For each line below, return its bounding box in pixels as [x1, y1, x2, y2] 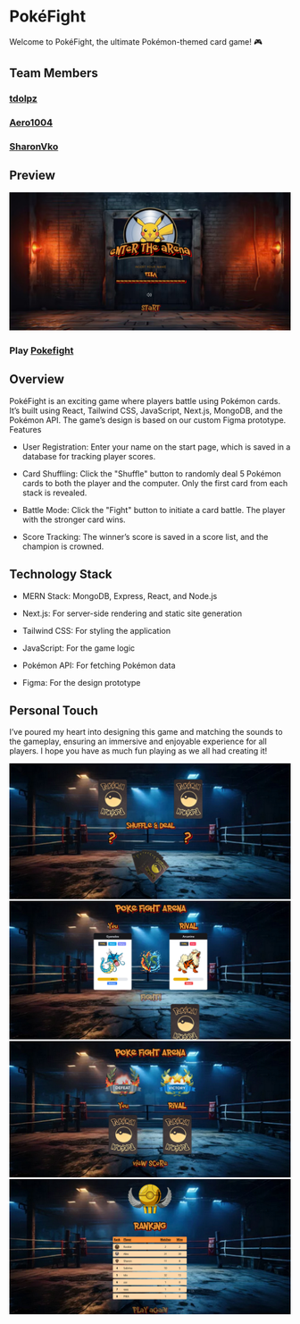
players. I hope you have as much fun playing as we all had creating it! [9, 746, 268, 756]
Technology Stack [9, 567, 112, 582]
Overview [9, 372, 65, 387]
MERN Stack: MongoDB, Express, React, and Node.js [21, 590, 218, 601]
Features [9, 424, 42, 434]
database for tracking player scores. [21, 451, 156, 461]
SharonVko [9, 140, 59, 153]
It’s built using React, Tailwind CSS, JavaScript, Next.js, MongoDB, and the [9, 405, 283, 416]
